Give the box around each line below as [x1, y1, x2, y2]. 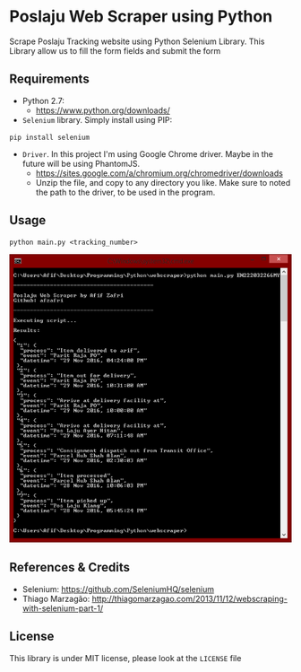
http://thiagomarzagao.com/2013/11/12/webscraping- [91, 593, 288, 604]
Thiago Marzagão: [21, 593, 90, 604]
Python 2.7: [21, 95, 65, 106]
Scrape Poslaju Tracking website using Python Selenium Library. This [9, 36, 265, 47]
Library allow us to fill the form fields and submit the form [9, 45, 221, 56]
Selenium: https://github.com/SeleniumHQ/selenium [21, 583, 215, 594]
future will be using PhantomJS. [21, 158, 141, 169]
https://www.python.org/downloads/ [35, 105, 170, 116]
